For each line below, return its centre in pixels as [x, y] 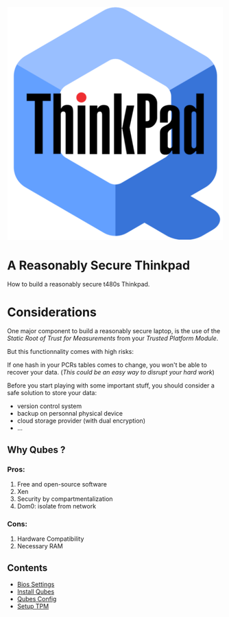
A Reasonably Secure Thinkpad [99, 265]
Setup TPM [33, 606]
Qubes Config [37, 599]
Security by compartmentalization [65, 499]
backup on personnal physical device [70, 414]
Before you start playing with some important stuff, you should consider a [111, 385]
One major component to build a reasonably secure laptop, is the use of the [114, 331]
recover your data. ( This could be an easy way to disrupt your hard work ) [111, 372]
